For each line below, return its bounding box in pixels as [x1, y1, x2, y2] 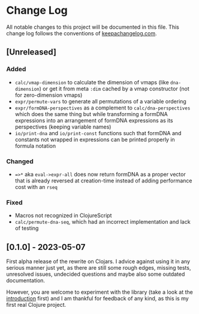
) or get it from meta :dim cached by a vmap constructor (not [39, 85, 190, 92]
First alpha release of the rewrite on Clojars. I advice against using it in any [6, 258, 191, 265]
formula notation [14, 142, 56, 150]
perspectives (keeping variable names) [14, 123, 111, 130]
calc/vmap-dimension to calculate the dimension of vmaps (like [14, 78, 169, 86]
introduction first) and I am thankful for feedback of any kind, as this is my [6, 295, 189, 302]
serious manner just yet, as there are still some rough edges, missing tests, [6, 264, 191, 272]
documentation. [6, 277, 46, 284]
